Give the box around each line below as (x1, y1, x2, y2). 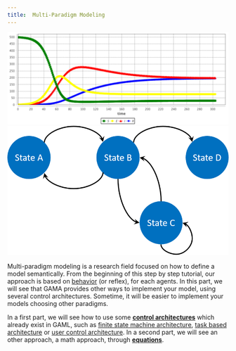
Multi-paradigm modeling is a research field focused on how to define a (7, 262, 215, 270)
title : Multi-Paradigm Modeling (7, 11, 105, 18)
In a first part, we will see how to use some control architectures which (7, 313, 215, 321)
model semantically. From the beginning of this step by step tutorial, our (7, 269, 216, 278)
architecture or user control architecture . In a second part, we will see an (7, 328, 218, 336)
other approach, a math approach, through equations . (7, 335, 164, 344)
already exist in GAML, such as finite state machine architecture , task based (7, 320, 227, 328)
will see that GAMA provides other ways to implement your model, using (7, 284, 216, 293)
